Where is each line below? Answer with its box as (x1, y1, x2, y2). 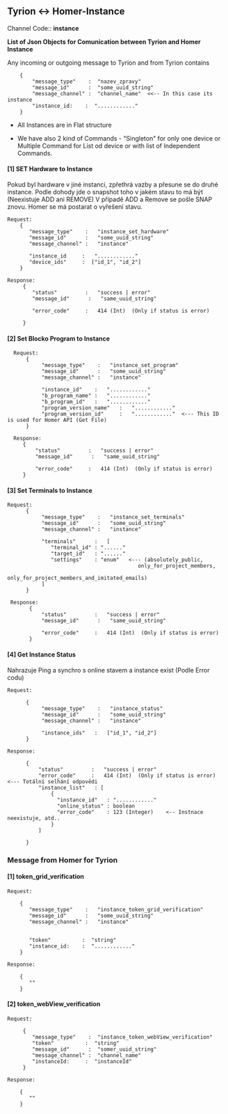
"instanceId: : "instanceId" (32, 1058, 132, 1065)
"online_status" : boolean (56, 802, 136, 810)
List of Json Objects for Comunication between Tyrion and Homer (7, 38, 202, 46)
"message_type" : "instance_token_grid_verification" (28, 906, 204, 913)
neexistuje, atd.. (7, 815, 60, 822)
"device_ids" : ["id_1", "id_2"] (28, 259, 141, 266)
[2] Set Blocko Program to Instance (7, 334, 110, 343)
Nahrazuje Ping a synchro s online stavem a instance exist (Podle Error (7, 666, 210, 674)
